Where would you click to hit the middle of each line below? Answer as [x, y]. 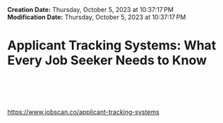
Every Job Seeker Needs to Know [107, 60]
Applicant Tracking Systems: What [112, 45]
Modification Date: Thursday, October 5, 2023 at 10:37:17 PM [97, 17]
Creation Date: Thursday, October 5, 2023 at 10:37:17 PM [91, 9]
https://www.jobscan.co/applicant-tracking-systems [84, 112]
